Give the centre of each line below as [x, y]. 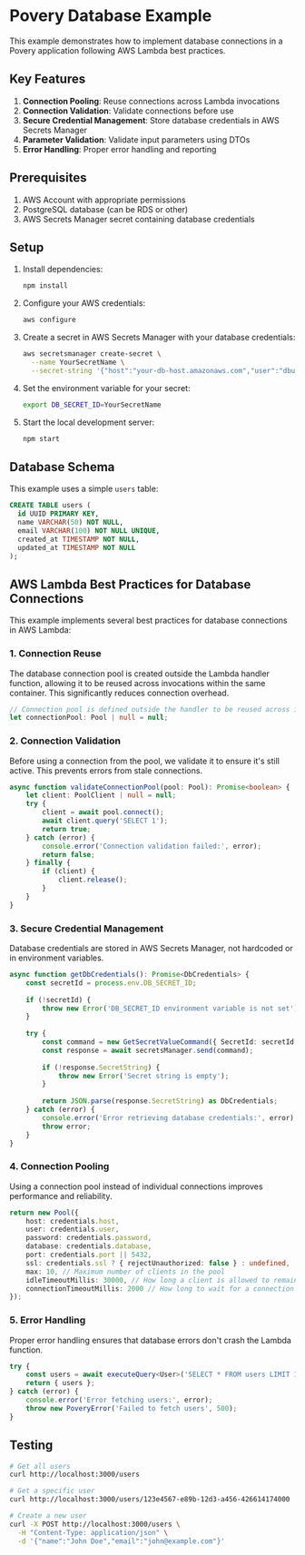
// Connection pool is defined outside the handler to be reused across [150, 709]
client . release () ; [93, 880]
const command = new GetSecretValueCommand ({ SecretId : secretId [168, 1042]
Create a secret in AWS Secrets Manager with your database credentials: [159, 338]
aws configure [49, 320]
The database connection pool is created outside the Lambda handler [140, 674]
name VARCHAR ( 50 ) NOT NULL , [71, 523]
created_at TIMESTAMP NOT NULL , [79, 539]
